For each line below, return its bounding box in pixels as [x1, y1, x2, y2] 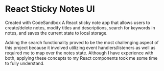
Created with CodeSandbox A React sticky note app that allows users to [5, 20, 150, 25]
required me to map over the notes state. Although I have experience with [5, 50, 154, 56]
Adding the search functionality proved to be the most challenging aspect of [5, 39, 159, 45]
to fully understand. [5, 60, 45, 66]
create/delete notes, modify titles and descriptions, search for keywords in [5, 24, 155, 30]
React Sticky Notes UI [5, 3, 95, 15]
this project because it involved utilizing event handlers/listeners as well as [5, 45, 156, 50]
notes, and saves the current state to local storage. [5, 30, 108, 36]
